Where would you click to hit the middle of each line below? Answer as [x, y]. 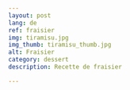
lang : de [23, 23]
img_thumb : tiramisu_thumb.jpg [60, 45]
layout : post [30, 15]
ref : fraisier [32, 30]
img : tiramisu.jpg [38, 37]
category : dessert [38, 60]
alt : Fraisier [32, 52]
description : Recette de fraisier [65, 67]
